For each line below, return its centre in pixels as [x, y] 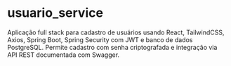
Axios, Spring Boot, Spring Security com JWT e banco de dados [100, 39]
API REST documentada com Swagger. [64, 55]
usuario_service [55, 13]
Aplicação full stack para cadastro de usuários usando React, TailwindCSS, [116, 32]
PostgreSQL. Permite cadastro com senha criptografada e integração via [112, 47]
